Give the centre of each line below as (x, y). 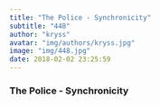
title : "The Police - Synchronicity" (80, 17)
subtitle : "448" (40, 26)
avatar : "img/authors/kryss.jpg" (72, 43)
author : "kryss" (40, 34)
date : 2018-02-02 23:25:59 (60, 59)
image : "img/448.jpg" (50, 51)
